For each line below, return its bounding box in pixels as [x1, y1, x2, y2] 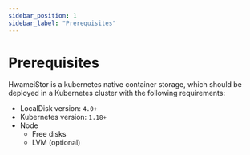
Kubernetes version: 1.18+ [19, 113, 107, 122]
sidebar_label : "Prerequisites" [8, 19, 116, 27]
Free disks [31, 129, 67, 139]
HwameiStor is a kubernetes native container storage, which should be [8, 80, 243, 89]
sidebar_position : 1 [8, 11, 78, 20]
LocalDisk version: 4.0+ [19, 104, 98, 113]
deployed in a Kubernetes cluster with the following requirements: [8, 89, 226, 98]
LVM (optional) [31, 137, 81, 148]
